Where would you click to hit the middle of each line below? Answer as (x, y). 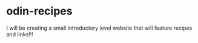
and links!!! (20, 34)
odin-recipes (39, 11)
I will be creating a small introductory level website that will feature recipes (99, 28)
